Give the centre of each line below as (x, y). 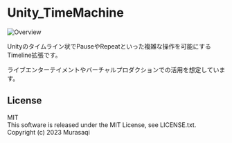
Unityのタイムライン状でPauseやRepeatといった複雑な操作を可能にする (109, 46)
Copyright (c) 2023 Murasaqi (48, 132)
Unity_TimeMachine (66, 13)
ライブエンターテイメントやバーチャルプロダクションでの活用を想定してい (113, 69)
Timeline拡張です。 (34, 55)
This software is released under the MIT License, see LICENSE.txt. (102, 125)
